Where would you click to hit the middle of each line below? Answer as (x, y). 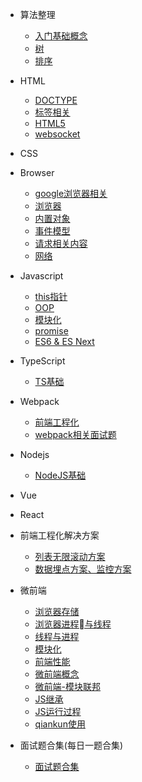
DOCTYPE (56, 100)
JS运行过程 (58, 711)
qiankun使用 (60, 724)
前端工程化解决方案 (59, 535)
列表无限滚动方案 (70, 556)
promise (51, 331)
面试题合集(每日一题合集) (71, 745)
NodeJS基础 (60, 475)
